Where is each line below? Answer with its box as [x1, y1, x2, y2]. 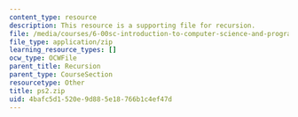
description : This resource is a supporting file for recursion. [9, 21, 255, 30]
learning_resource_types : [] [9, 46, 117, 55]
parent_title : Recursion [9, 62, 101, 71]
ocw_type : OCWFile [9, 54, 77, 62]
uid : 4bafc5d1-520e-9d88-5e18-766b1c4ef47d [9, 94, 173, 104]
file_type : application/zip [9, 37, 114, 47]
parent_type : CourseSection [9, 70, 114, 79]
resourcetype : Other [9, 78, 86, 87]
